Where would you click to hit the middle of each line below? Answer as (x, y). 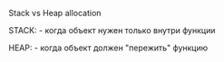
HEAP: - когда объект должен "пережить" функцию (108, 48)
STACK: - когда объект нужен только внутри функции (112, 30)
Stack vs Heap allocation (55, 13)
